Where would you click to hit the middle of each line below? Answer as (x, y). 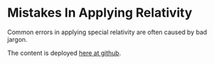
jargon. (18, 39)
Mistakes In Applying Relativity (100, 13)
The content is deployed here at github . (64, 53)
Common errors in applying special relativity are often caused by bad (107, 32)
